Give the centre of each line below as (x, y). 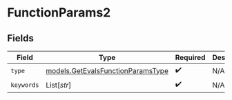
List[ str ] (59, 85)
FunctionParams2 (59, 13)
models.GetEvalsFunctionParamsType (107, 70)
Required (190, 58)
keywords (25, 85)
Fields (21, 38)
